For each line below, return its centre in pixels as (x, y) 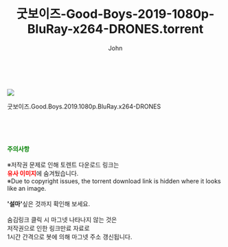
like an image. (27, 188)
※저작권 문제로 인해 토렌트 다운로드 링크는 (63, 165)
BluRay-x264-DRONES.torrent (115, 29)
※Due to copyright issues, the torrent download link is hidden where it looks (114, 181)
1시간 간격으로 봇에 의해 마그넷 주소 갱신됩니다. (70, 237)
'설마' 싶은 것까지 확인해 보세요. (49, 204)
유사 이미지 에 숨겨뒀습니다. (43, 173)
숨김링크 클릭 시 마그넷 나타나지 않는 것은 (62, 220)
